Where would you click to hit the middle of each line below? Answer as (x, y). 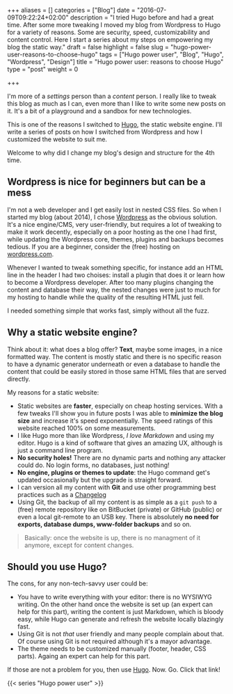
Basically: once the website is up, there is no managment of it (112, 537)
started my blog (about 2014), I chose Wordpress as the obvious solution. (112, 217)
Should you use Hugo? (57, 567)
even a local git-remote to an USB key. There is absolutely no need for (118, 516)
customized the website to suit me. (57, 139)
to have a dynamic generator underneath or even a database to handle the (114, 364)
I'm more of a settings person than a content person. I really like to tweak (112, 96)
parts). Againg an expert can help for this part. (84, 656)
